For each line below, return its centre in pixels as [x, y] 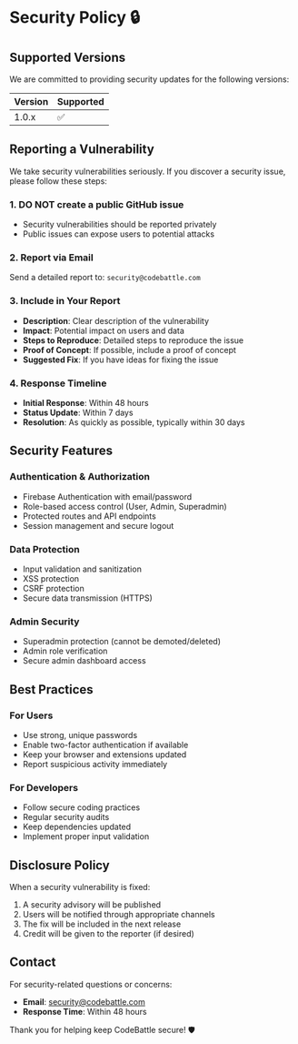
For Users [31, 715]
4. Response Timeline [58, 383]
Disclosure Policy [60, 865]
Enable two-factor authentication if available [105, 745]
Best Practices [51, 689]
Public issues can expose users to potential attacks [119, 234]
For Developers [44, 787]
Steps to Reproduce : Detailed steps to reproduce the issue [133, 340]
